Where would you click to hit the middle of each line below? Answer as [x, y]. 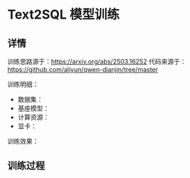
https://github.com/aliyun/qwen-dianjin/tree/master [83, 69]
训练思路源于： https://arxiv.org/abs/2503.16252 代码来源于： [97, 62]
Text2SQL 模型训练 [63, 15]
